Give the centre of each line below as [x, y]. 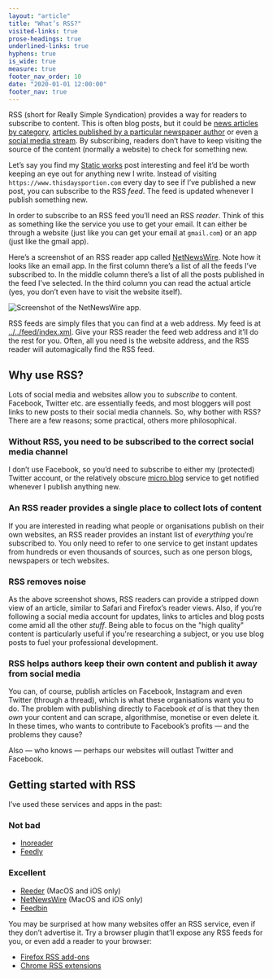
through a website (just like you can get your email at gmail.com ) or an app [133, 233]
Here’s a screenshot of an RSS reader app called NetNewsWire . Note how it [135, 257]
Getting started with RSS [72, 785]
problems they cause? [45, 735]
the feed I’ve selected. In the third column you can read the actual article [130, 283]
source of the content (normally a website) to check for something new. [128, 149]
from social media [45, 674]
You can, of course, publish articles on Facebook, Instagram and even [126, 691]
